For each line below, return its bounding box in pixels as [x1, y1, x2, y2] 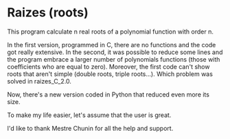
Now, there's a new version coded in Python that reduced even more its [7, 90, 209, 99]
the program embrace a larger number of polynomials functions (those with [7, 55, 220, 63]
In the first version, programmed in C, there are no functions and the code [7, 40, 216, 49]
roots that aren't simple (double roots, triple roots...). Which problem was [7, 70, 213, 78]
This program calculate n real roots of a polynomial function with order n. [7, 27, 214, 36]
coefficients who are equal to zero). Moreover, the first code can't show [7, 62, 210, 71]
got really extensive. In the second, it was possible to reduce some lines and [7, 48, 223, 56]
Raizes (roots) [7, 5, 89, 21]
